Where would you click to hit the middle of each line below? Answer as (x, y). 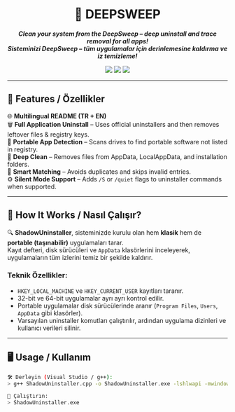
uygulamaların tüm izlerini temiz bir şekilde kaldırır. (80, 257)
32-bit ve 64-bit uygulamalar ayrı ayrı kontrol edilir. (91, 298)
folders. (18, 164)
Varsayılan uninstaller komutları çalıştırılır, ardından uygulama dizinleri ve (122, 320)
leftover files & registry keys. (48, 134)
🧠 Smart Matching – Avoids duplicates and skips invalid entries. (99, 172)
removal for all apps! (117, 41)
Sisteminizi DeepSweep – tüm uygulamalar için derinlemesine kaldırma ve (117, 48)
